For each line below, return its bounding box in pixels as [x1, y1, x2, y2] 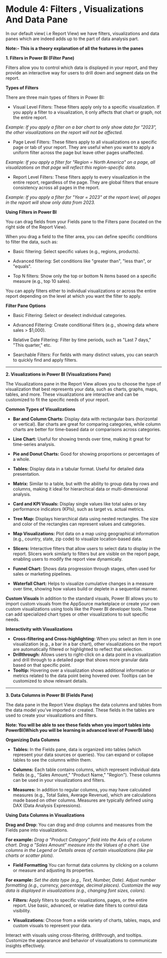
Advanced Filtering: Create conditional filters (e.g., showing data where [12, 321, 159, 328]
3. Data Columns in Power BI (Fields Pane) [5, 692, 94, 698]
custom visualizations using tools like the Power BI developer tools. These [5, 606, 157, 612]
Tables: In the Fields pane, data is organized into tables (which [12, 746, 141, 752]
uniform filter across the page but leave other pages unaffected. [12, 149, 144, 155]
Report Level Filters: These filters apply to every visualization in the [12, 174, 150, 180]
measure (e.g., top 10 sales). [12, 278, 71, 284]
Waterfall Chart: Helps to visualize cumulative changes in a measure [12, 580, 154, 586]
